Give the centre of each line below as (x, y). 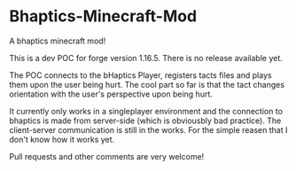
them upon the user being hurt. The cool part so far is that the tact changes (147, 84)
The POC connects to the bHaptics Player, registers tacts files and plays (140, 75)
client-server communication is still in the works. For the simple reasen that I (148, 129)
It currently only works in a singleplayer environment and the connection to (146, 111)
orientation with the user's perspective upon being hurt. (111, 94)
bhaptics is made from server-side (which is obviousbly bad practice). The (145, 120)
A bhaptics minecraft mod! (58, 41)
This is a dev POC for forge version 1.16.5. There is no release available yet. (146, 58)
